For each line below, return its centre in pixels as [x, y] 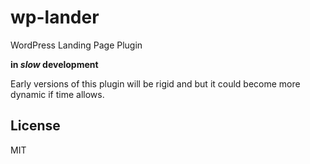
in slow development [54, 64]
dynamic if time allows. [57, 94]
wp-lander [55, 17]
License [35, 126]
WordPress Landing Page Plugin [76, 45]
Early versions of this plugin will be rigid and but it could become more [155, 83]
